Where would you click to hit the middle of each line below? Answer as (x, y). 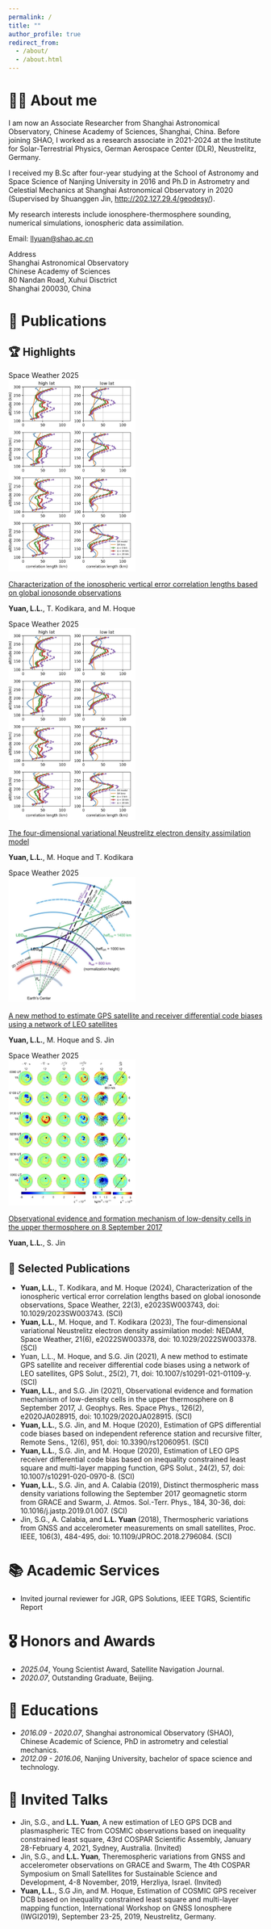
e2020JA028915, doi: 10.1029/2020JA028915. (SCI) (106, 1416)
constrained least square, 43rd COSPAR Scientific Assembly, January (135, 1839)
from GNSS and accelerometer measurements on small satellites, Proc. (138, 1528)
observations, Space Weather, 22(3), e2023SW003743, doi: (120, 1305)
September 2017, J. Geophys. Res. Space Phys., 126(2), (112, 1408)
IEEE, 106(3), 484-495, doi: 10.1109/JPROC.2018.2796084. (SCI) (126, 1537)
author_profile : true (45, 34)
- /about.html (39, 60)
